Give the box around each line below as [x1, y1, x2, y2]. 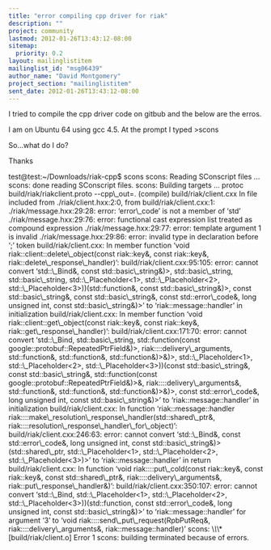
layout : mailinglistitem [8, 57, 92, 66]
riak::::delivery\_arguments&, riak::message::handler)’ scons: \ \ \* [8, 524, 223, 534]
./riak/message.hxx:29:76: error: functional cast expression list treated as [8, 215, 253, 225]
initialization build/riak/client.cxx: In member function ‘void [8, 309, 203, 319]
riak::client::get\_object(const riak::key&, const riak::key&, [8, 318, 200, 328]
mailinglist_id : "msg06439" [8, 65, 104, 73]
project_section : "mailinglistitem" [8, 79, 132, 87]
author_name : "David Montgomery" [8, 72, 121, 80]
